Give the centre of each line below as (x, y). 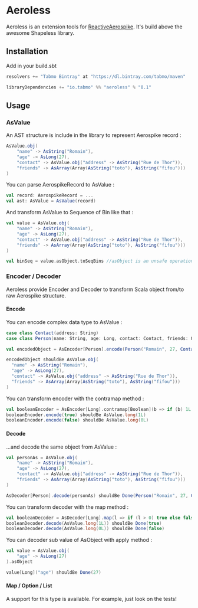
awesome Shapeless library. (40, 32)
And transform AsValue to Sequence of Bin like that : (70, 213)
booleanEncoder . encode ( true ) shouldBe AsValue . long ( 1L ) (76, 415)
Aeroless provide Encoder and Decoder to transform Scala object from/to (95, 289)
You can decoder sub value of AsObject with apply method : (79, 540)
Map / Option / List (29, 586)
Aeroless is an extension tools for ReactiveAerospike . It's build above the (94, 27)
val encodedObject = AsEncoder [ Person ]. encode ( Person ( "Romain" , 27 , (92, 349)
